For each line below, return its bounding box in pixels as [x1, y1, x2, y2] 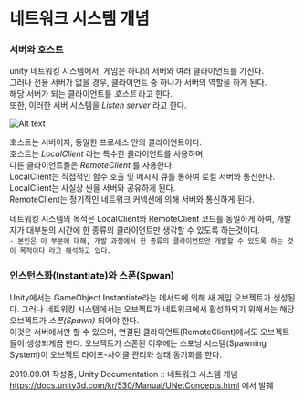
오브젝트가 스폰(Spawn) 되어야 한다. [9, 314, 140, 325]
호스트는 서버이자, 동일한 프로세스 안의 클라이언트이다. [9, 137, 203, 148]
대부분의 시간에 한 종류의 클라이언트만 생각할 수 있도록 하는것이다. [26, 225, 260, 236]
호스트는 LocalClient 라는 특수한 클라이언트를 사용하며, [9, 148, 205, 160]
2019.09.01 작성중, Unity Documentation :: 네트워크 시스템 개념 [9, 368, 239, 379]
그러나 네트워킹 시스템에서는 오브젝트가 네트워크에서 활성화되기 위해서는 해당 [21, 303, 295, 314]
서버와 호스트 [9, 43, 64, 56]
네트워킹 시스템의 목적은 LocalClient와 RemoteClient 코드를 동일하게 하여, [9, 214, 276, 225]
